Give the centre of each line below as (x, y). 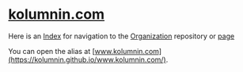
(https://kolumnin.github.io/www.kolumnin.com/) (87, 59)
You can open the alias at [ (51, 51)
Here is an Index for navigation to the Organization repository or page (121, 36)
